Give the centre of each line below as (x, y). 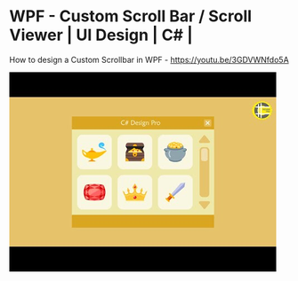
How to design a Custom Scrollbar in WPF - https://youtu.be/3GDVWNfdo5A (149, 59)
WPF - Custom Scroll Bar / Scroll (130, 16)
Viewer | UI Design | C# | (101, 35)
